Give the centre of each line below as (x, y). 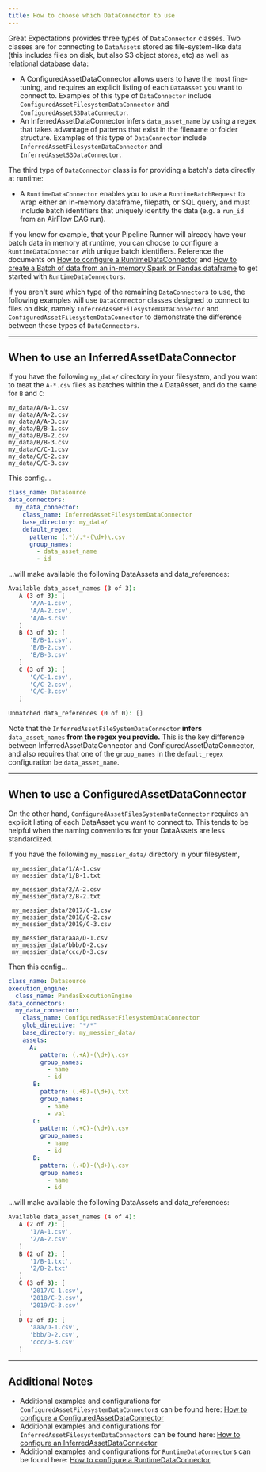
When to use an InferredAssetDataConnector (122, 358)
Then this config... (38, 967)
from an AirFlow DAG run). (63, 219)
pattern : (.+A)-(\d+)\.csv (84, 1054)
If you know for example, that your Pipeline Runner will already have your (127, 234)
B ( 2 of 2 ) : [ (42, 1254)
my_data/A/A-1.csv (38, 408)
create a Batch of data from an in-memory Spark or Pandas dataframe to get (133, 268)
